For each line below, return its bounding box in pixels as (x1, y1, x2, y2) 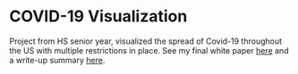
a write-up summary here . (9, 54, 106, 65)
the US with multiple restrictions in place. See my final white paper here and (9, 45, 289, 55)
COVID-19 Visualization (9, 6, 188, 27)
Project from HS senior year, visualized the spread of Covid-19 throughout (9, 36, 283, 46)
